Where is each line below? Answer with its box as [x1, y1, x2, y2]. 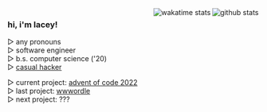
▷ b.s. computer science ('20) [7, 54, 108, 64]
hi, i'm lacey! [7, 19, 58, 30]
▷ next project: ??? [7, 95, 70, 104]
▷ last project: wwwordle [7, 87, 91, 96]
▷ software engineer [7, 45, 77, 55]
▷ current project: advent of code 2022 [7, 78, 138, 87]
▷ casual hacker [7, 63, 62, 72]
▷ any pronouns [7, 37, 61, 47]
